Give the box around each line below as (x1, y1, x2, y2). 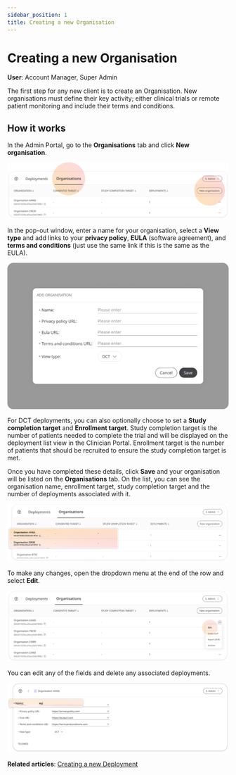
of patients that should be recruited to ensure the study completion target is (7, 446, 227, 455)
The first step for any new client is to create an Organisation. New (7, 87, 198, 95)
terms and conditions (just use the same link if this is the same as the (7, 241, 209, 250)
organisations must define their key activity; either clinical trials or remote (7, 94, 220, 103)
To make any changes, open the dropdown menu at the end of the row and (7, 569, 224, 577)
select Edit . (7, 576, 40, 584)
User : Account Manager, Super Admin (7, 73, 118, 82)
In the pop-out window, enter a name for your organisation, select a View (7, 226, 219, 235)
